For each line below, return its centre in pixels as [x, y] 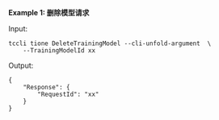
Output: [21, 65]
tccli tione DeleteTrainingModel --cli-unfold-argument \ [110, 43]
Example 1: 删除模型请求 [49, 12]
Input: [18, 29]
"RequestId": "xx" [68, 94]
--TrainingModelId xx [59, 51]
